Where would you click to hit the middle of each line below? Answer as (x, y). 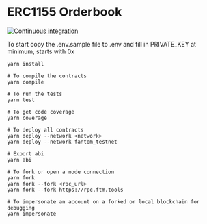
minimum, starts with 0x (41, 51)
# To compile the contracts (47, 76)
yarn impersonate (32, 214)
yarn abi (19, 160)
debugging (21, 208)
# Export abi (26, 154)
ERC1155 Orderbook (65, 12)
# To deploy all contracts (45, 130)
